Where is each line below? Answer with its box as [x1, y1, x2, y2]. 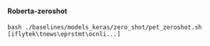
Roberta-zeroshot [7, 6, 68, 16]
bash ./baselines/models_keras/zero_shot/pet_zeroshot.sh [7, 23, 202, 31]
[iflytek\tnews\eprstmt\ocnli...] [7, 30, 122, 38]
